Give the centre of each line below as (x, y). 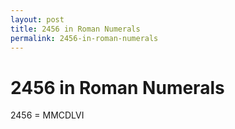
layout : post (37, 19)
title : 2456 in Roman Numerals (75, 29)
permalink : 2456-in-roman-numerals (84, 38)
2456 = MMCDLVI (47, 115)
